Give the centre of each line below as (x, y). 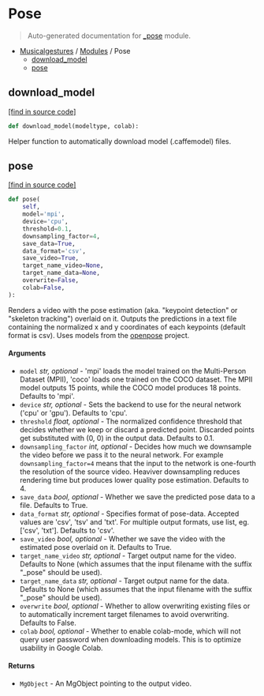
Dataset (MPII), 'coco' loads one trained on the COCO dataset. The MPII (136, 379)
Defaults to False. (48, 623)
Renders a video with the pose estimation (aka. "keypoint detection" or (123, 310)
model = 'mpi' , (44, 214)
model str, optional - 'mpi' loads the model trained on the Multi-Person (133, 371)
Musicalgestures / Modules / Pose (75, 51)
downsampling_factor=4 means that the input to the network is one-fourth (138, 463)
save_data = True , (49, 243)
